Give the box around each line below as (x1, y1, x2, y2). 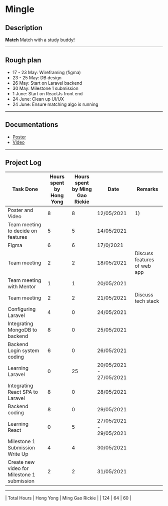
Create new (7, 459, 35, 466)
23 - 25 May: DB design (12, 74, 61, 81)
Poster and (7, 207, 33, 214)
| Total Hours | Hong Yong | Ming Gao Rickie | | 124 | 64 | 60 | (5, 495, 131, 501)
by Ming (71, 186, 92, 193)
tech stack (134, 297, 159, 304)
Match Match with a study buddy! (5, 37, 75, 43)
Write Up (7, 450, 28, 457)
